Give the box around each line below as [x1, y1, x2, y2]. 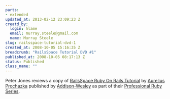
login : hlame [10, 26, 38, 31]
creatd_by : [5, 21, 28, 27]
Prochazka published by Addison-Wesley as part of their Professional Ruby [5, 83, 162, 89]
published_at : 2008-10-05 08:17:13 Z [5, 54, 85, 60]
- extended [5, 12, 28, 17]
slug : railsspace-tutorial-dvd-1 [5, 40, 76, 45]
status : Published [5, 59, 44, 64]
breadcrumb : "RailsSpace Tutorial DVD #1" [5, 49, 96, 55]
